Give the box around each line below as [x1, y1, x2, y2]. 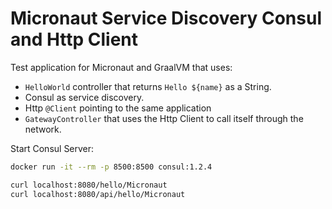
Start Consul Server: [10, 142, 95, 154]
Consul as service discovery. [24, 91, 145, 103]
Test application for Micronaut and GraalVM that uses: [10, 61, 233, 73]
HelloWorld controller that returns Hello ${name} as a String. [24, 80, 272, 92]
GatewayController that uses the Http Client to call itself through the [24, 112, 304, 124]
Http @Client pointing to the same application [24, 102, 212, 114]
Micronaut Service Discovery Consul [10, 7, 322, 30]
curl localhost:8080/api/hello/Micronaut [10, 189, 186, 199]
